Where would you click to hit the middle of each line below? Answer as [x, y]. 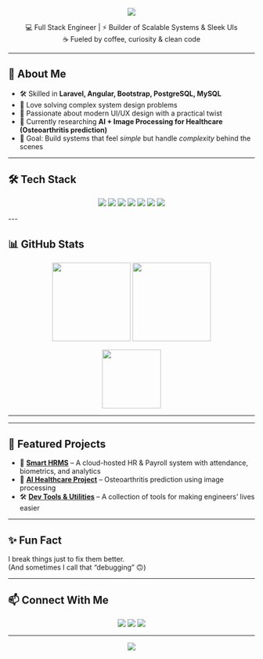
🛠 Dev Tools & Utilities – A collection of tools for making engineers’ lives [137, 497]
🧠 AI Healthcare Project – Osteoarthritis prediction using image [122, 480]
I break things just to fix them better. [67, 559]
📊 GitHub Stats [46, 245]
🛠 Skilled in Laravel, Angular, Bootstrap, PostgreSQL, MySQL [120, 93]
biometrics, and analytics [60, 471]
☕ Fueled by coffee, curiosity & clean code [131, 39]
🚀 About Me [37, 74]
